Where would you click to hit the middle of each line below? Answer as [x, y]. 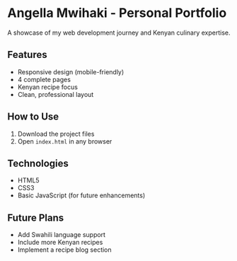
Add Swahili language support [62, 235]
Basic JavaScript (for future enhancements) [81, 195]
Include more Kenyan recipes [60, 243]
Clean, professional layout [56, 94]
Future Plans [36, 217]
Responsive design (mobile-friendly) [71, 71]
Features [27, 55]
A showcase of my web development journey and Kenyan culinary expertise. [119, 33]
